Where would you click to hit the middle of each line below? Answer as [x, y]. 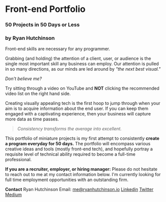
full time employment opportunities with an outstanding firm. [67, 180]
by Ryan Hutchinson [30, 38]
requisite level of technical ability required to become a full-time [70, 154]
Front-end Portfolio [45, 9]
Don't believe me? [24, 79]
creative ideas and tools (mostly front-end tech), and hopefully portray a [79, 149]
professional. [19, 160]
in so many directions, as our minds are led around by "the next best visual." [83, 69]
